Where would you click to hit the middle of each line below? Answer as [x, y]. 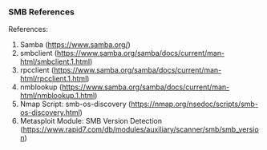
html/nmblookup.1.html [57, 96]
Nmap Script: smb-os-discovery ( [75, 104]
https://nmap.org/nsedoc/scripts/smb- [195, 104]
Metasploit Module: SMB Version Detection [91, 121]
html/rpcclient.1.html [53, 79]
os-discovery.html [50, 112]
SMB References [41, 12]
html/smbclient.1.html [55, 61]
